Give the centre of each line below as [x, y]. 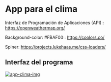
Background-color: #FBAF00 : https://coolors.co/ [55, 37]
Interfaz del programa [39, 62]
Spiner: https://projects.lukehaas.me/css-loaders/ [55, 47]
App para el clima [41, 9]
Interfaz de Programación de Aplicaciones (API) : [55, 23]
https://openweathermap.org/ [35, 27]
